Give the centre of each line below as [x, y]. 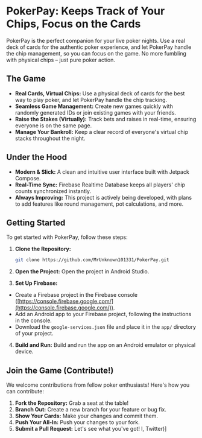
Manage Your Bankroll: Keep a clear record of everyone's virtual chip [102, 132]
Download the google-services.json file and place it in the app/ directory [106, 327]
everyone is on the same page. [53, 125]
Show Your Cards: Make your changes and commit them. [87, 416]
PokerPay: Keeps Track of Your [86, 11]
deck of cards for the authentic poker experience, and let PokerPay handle [99, 47]
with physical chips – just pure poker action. [61, 60]
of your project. [34, 334]
